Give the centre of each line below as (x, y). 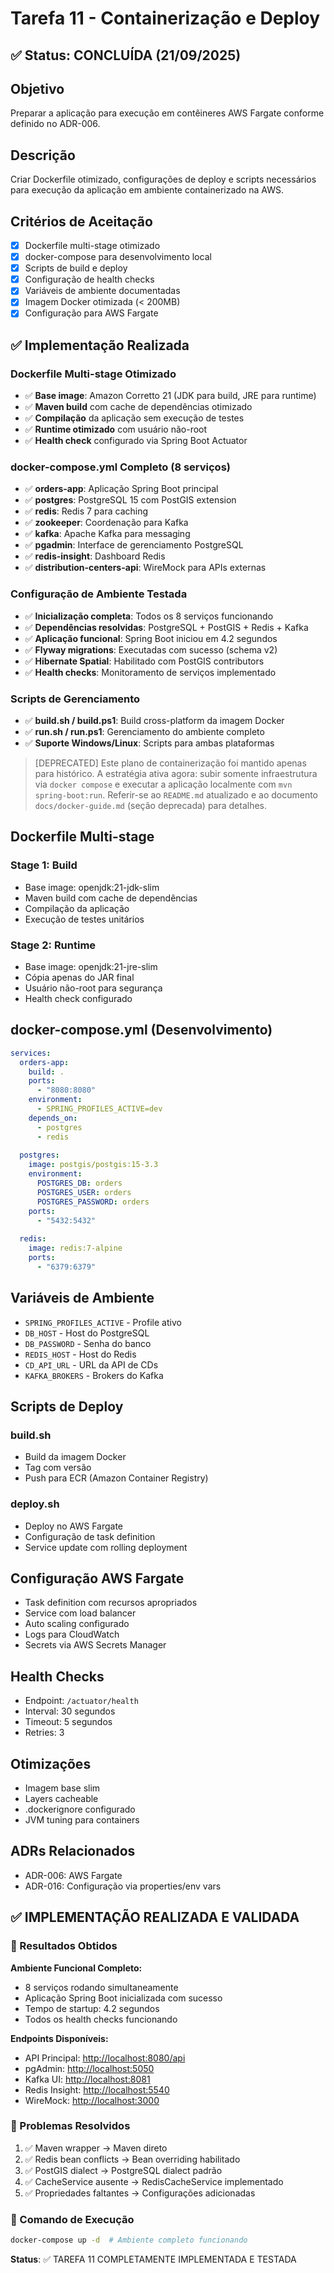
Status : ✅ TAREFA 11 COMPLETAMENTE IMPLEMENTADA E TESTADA (153, 2259)
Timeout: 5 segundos (68, 1722)
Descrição (43, 155)
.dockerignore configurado (80, 1809)
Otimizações (51, 1763)
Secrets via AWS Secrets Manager (95, 1645)
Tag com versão (58, 1468)
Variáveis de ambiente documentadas (102, 291)
